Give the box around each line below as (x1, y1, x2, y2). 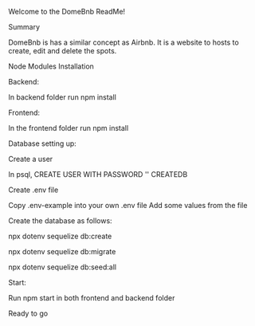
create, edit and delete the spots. (8, 46, 117, 55)
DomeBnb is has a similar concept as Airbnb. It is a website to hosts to (8, 37, 239, 47)
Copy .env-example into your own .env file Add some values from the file (8, 201, 248, 210)
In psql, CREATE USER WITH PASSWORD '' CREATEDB (8, 170, 188, 179)
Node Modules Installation (8, 61, 94, 71)
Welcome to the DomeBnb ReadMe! (8, 7, 126, 16)
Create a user (8, 155, 53, 163)
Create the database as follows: (8, 216, 113, 226)
